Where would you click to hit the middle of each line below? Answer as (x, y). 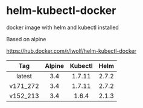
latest (24, 76)
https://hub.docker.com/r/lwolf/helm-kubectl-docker (71, 51)
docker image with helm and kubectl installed (62, 27)
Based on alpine (26, 39)
